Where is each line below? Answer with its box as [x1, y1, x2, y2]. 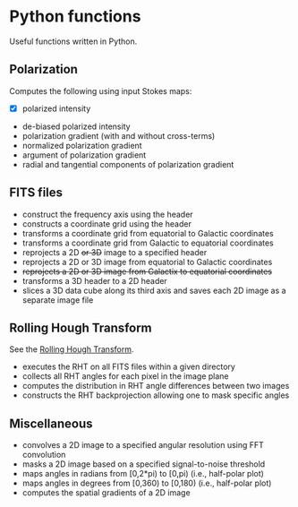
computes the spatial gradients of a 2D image [21, 487, 191, 498]
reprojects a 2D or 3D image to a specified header [21, 246, 208, 257]
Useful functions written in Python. [9, 36, 138, 47]
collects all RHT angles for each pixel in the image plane [21, 371, 230, 382]
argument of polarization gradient [21, 150, 147, 160]
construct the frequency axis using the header [21, 209, 194, 219]
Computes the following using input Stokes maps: [9, 85, 192, 96]
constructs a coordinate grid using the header [21, 218, 192, 229]
